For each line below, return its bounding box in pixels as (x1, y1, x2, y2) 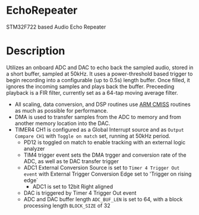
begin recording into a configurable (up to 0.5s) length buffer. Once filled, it (6, 76, 190, 83)
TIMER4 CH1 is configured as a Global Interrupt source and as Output (14, 126, 184, 133)
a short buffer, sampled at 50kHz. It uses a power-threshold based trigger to (6, 70, 193, 77)
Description (6, 44, 65, 58)
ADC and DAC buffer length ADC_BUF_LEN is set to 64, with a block (23, 195, 183, 202)
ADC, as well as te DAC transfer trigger (23, 157, 119, 164)
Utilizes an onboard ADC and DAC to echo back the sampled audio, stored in (6, 64, 194, 71)
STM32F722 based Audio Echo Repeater (6, 23, 106, 30)
